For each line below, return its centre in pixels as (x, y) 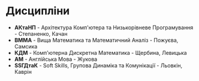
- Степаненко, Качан (41, 33)
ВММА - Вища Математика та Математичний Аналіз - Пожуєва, (96, 40)
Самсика (26, 46)
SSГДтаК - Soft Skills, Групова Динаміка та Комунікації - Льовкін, (98, 65)
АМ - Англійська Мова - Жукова (56, 59)
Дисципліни (38, 11)
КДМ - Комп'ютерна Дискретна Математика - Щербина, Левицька (100, 52)
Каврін (23, 71)
